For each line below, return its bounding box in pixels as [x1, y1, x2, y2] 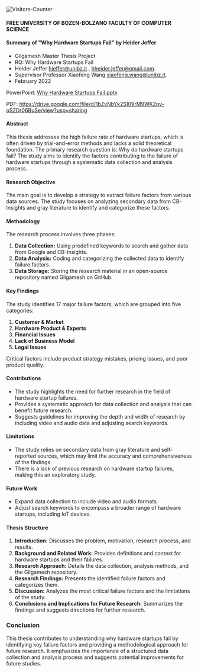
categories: [6, 307, 34, 314]
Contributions [6, 375, 41, 382]
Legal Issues [14, 343, 47, 351]
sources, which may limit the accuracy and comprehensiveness [37, 452, 192, 459]
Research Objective [6, 178, 56, 185]
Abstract [6, 120, 28, 127]
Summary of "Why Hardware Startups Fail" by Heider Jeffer [6, 39, 157, 46]
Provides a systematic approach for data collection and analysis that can [14, 400, 192, 407]
